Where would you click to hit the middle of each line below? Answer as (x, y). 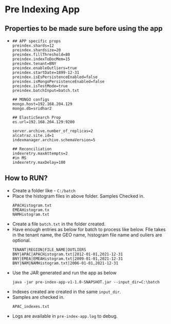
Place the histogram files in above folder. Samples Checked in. (78, 196)
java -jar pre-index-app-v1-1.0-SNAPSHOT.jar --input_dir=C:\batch (86, 282)
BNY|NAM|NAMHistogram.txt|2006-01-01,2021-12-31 (65, 263)
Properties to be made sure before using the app (84, 28)
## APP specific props (36, 41)
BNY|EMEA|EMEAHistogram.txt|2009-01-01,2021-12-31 (68, 259)
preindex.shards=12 (33, 46)
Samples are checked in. (38, 297)
